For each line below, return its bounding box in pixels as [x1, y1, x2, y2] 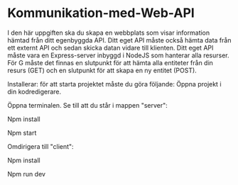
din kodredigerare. [7, 87, 62, 96]
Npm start [7, 128, 37, 137]
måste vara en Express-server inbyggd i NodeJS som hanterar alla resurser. [7, 51, 229, 60]
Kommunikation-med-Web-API [7, 5, 195, 21]
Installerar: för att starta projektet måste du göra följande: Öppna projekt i [7, 79, 222, 88]
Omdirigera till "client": [7, 142, 74, 150]
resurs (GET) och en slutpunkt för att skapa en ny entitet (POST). [7, 66, 197, 74]
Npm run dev [7, 169, 46, 178]
